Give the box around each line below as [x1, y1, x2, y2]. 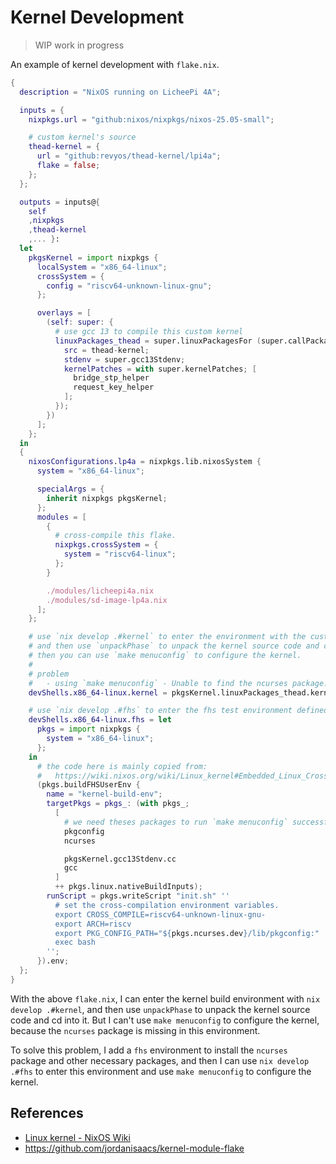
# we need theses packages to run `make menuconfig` [63, 817, 288, 827]
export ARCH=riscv [54, 919, 132, 929]
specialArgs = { [36, 484, 105, 495]
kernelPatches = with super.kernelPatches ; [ [63, 364, 257, 374]
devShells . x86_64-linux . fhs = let [28, 715, 172, 725]
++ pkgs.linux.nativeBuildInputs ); [54, 882, 203, 892]
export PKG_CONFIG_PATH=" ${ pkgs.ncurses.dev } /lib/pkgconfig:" [54, 928, 320, 938]
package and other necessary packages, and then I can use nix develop [10, 1054, 310, 1066]
